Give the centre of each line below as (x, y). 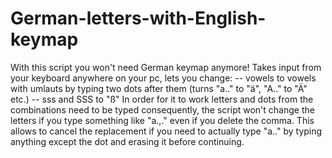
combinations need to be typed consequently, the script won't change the (162, 109)
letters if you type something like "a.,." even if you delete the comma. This (162, 120)
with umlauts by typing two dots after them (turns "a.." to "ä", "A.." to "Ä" (159, 88)
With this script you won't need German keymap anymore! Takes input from (166, 67)
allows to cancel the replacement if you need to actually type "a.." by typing (166, 131)
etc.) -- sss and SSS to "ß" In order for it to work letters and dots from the (162, 99)
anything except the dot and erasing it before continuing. (127, 141)
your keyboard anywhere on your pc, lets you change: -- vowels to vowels (163, 78)
